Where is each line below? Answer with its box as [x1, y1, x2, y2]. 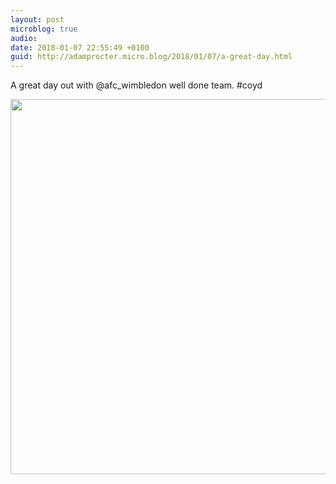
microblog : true [10, 24, 78, 34]
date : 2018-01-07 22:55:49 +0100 [10, 42, 150, 53]
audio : [10, 33, 38, 43]
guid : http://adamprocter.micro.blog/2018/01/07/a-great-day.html [10, 52, 293, 62]
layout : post [10, 14, 65, 25]
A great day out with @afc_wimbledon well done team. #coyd [10, 79, 263, 91]
